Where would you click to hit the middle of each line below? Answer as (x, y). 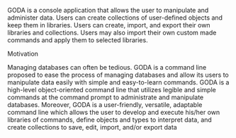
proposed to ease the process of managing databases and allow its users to (118, 75)
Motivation (23, 54)
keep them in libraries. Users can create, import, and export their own (109, 25)
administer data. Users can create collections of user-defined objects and (115, 18)
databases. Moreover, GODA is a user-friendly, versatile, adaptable (105, 105)
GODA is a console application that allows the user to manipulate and (108, 10)
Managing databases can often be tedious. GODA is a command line (107, 67)
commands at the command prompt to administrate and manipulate (106, 97)
